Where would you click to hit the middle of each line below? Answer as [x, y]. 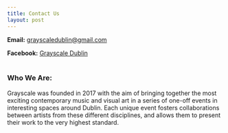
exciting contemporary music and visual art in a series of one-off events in [112, 100]
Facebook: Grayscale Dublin [47, 53]
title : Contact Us [33, 13]
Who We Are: [30, 78]
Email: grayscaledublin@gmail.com [57, 39]
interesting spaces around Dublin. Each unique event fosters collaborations [113, 108]
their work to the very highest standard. [63, 122]
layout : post [26, 20]
